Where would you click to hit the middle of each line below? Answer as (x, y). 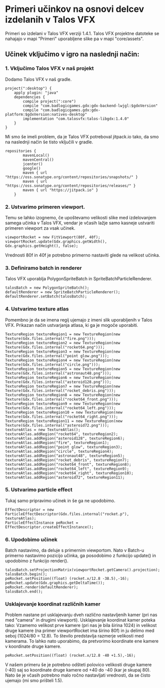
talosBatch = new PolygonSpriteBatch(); (47, 288)
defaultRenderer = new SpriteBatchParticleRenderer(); (63, 292)
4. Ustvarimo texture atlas (37, 309)
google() (32, 168)
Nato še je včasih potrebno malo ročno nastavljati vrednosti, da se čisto (78, 675)
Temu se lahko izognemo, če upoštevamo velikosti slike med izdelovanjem (81, 217)
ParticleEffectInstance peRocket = (42, 523)
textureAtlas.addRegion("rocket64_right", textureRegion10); (69, 473)
